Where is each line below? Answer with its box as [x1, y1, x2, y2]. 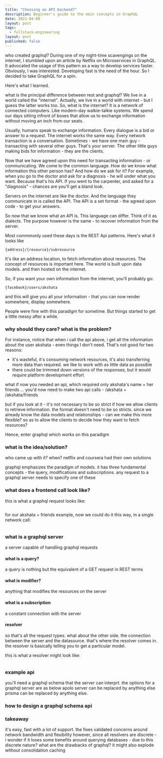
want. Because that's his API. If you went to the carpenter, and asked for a [5, 178, 154, 184]
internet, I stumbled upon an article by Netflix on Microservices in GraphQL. [5, 57, 157, 63]
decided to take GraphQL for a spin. [5, 73, 77, 79]
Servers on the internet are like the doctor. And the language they [5, 193, 136, 199]
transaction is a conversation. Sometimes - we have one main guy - [5, 138, 141, 143]
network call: [5, 517, 31, 523]
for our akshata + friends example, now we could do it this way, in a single [5, 512, 154, 517]
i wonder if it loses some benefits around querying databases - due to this [5, 737, 153, 743]
